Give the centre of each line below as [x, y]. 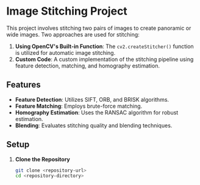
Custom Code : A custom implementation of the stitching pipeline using [104, 59]
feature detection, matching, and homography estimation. [87, 66]
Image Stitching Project [67, 11]
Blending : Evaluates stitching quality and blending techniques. [94, 125]
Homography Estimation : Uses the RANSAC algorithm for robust [97, 112]
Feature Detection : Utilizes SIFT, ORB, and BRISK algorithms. [92, 99]
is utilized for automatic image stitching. [65, 52]
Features [23, 85]
